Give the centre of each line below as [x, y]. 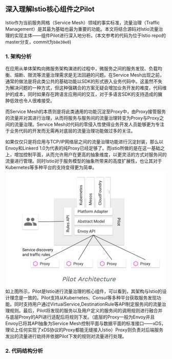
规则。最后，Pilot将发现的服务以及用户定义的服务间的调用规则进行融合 [84, 310]
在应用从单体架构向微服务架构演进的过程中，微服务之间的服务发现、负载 [81, 69]
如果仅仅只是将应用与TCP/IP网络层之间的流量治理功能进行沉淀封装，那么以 [84, 142]
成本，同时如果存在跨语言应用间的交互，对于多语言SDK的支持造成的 [86, 95]
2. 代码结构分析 [24, 351]
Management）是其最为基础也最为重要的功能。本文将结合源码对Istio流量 [82, 29]
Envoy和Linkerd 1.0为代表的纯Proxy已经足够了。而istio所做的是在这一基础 [83, 148]
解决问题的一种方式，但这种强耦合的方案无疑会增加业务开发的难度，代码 [86, 88]
